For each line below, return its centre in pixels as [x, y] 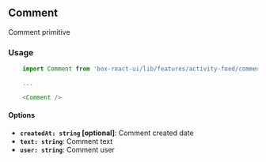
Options [22, 115]
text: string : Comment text [66, 141]
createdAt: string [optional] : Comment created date [106, 133]
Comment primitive [39, 32]
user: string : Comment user [67, 149]
